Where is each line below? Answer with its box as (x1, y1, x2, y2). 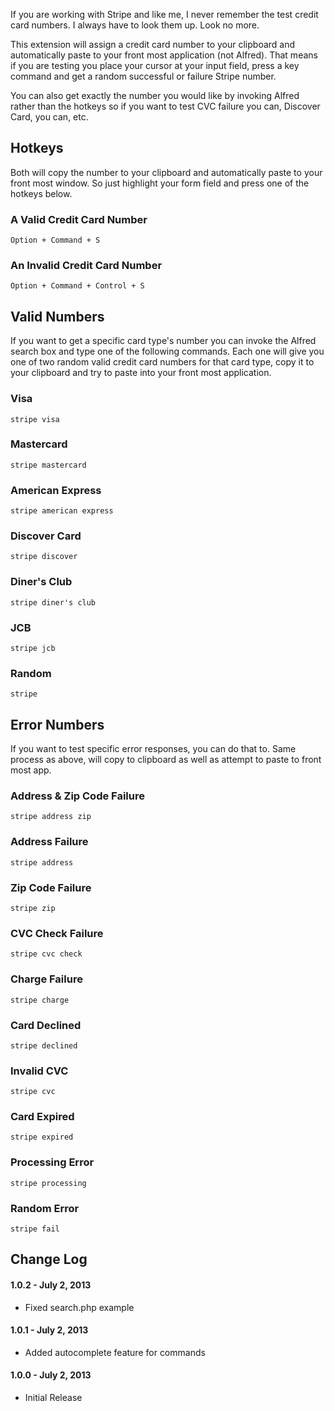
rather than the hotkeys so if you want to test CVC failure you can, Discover (10, 100, 321, 112)
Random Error (10, 1201, 80, 1215)
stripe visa (10, 414, 60, 424)
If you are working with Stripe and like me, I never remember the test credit (10, 9, 319, 20)
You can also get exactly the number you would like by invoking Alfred (10, 90, 300, 101)
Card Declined (10, 1018, 82, 1032)
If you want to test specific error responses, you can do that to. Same (10, 743, 297, 755)
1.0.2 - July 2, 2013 (10, 1279, 92, 1291)
